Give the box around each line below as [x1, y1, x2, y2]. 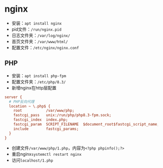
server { [4, 94, 22, 100]
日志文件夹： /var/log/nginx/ [11, 32, 71, 38]
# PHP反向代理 [9, 99, 35, 104]
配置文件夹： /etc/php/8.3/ [11, 79, 66, 84]
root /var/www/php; [13, 108, 75, 113]
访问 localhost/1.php [11, 157, 54, 163]
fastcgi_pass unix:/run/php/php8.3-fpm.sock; [13, 113, 111, 118]
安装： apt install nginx [11, 20, 62, 26]
